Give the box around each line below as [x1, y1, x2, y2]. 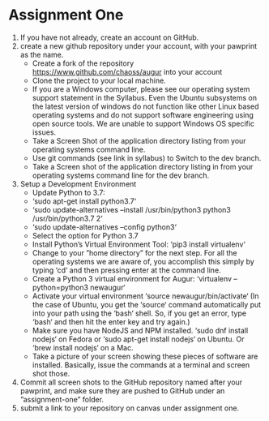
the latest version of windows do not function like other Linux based [32, 101, 259, 111]
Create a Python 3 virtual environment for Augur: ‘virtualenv [32, 273, 233, 283]
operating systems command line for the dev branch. [32, 170, 210, 180]
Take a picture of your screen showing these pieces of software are [32, 351, 258, 361]
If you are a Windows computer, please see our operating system [32, 84, 250, 94]
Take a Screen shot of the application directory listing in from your [32, 161, 254, 171]
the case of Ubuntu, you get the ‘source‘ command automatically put [32, 299, 262, 309]
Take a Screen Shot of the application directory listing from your [32, 135, 246, 145]
